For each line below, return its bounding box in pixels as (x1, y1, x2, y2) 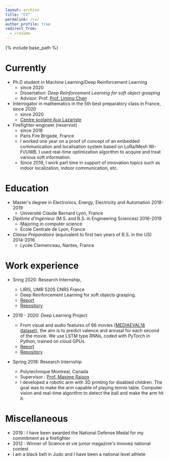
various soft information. (20, 154, 72, 160)
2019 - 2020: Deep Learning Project (12, 312, 88, 318)
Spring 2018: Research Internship (12, 358, 82, 365)
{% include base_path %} (5, 45, 59, 50)
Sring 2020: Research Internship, (12, 276, 82, 283)
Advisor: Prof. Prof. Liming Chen (20, 95, 87, 101)
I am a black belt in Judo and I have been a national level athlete (12, 451, 146, 457)
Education (5, 183, 49, 194)
